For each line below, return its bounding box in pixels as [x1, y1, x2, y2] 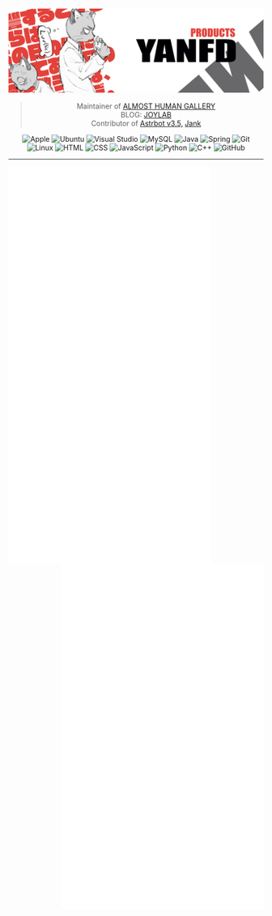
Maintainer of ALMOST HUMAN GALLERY [76, 101, 216, 111]
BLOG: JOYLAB [120, 110, 172, 120]
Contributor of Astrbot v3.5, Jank [91, 118, 202, 129]
